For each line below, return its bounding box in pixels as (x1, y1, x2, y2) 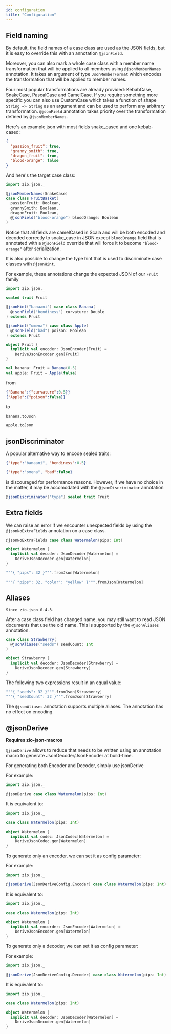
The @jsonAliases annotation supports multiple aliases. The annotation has (6, 703, 164, 710)
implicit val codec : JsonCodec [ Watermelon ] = (10, 834, 110, 839)
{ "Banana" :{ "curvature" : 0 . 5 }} (6, 389, 71, 395)
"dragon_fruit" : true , (10, 153, 59, 158)
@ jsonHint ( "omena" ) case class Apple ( (6, 323, 89, 328)
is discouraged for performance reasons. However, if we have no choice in (6, 479, 163, 485)
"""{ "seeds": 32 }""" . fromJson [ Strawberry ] (6, 689, 102, 694)
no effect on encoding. (6, 709, 54, 715)
